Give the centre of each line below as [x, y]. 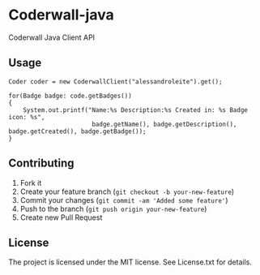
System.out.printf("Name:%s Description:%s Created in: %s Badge [136, 110]
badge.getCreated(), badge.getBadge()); [78, 131]
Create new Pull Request [61, 217]
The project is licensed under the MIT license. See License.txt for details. [130, 262]
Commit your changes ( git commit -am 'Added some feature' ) [124, 200]
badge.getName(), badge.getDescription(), [164, 124]
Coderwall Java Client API [52, 37]
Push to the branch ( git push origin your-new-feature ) [113, 208]
